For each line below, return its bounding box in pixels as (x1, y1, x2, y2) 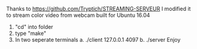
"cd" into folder (14, 24, 54, 30)
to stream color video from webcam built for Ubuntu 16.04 (6, 11, 151, 19)
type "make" (14, 30, 46, 37)
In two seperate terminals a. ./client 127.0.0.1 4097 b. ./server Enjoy (14, 36, 181, 43)
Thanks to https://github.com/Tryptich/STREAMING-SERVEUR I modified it (6, 5, 191, 12)
